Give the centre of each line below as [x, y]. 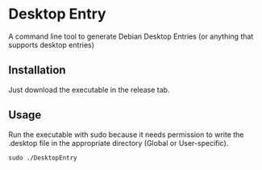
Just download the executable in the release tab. [89, 89]
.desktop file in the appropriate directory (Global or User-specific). [119, 143]
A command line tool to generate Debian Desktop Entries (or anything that [131, 36]
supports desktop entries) [52, 44]
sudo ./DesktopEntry [43, 158]
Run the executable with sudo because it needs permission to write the [126, 135]
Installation [37, 70]
